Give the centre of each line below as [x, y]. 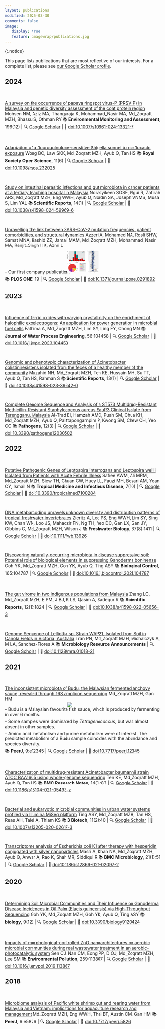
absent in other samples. [30, 727]
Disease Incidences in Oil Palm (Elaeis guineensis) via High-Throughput [78, 909]
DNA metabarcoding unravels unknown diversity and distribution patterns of [82, 513]
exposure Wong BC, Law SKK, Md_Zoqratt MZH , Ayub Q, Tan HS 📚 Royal [80, 153]
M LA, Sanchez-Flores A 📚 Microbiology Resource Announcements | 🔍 [80, 644]
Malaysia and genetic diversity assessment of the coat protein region [75, 108]
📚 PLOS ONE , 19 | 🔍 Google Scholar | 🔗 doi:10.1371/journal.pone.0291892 [80, 279]
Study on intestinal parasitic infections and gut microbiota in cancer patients [82, 187]
